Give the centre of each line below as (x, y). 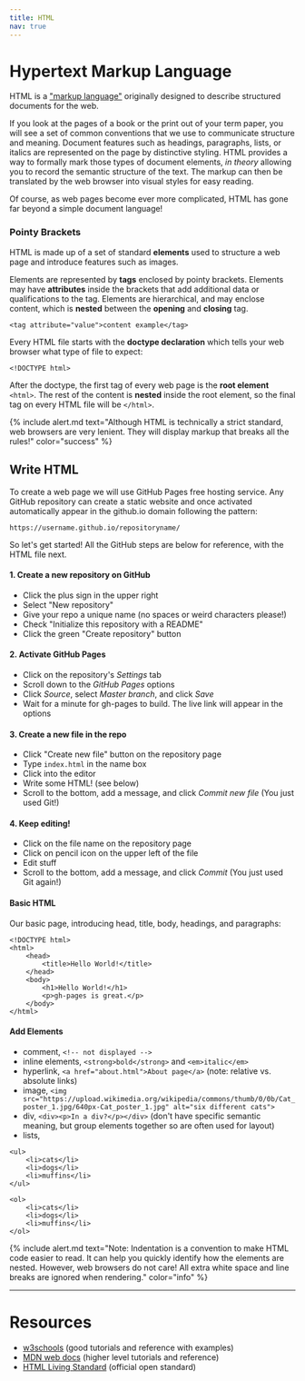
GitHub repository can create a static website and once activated (131, 502)
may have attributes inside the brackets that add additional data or (134, 289)
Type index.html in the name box (84, 764)
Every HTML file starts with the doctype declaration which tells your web (147, 342)
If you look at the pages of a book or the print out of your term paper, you (147, 124)
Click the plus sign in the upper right (90, 595)
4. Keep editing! (40, 823)
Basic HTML (33, 903)
